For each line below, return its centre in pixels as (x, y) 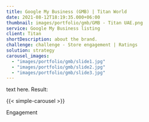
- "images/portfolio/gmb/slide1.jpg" (59, 61)
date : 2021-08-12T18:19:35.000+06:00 (53, 17)
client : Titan (24, 34)
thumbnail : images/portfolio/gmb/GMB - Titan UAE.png (75, 23)
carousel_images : (28, 56)
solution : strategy (31, 51)
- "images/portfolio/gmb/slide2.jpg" (59, 67)
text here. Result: (27, 89)
